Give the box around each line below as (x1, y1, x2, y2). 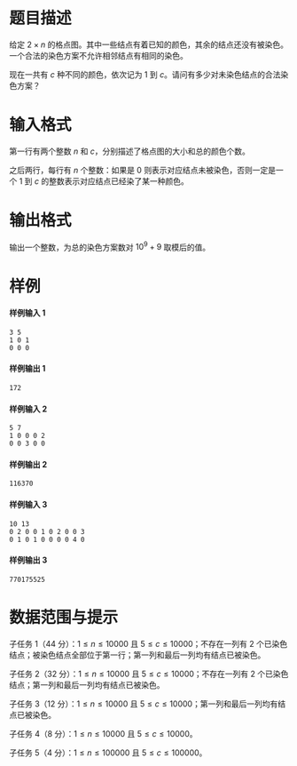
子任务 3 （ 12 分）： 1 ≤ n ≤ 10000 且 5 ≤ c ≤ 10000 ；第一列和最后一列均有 (9, 698, 278, 709)
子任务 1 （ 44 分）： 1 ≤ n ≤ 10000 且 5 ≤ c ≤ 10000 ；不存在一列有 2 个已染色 (9, 638, 288, 649)
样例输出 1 (9, 363, 46, 374)
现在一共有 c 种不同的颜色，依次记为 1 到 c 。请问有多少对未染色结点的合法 (9, 68, 281, 80)
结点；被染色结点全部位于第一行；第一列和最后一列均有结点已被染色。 (9, 650, 266, 660)
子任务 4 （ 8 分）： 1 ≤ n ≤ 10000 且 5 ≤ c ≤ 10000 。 (9, 728, 198, 738)
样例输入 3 (9, 499, 48, 510)
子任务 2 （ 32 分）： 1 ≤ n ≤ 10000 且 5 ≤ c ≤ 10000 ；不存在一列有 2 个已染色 (9, 668, 289, 679)
